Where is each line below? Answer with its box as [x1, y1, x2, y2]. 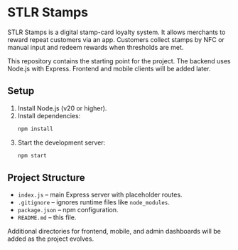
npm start [17, 152, 48, 159]
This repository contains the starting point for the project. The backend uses [7, 56, 231, 65]
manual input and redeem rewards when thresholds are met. [7, 43, 184, 51]
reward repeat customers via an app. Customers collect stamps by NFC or [7, 35, 225, 43]
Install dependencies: [17, 111, 81, 120]
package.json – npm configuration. [17, 206, 119, 214]
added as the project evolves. [7, 234, 94, 243]
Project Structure [7, 172, 85, 184]
